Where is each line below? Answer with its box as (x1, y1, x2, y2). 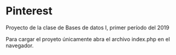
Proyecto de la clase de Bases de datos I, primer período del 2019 (5, 24, 170, 31)
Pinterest (5, 4, 53, 18)
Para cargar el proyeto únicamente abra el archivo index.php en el (5, 35, 171, 42)
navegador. (5, 42, 34, 49)
